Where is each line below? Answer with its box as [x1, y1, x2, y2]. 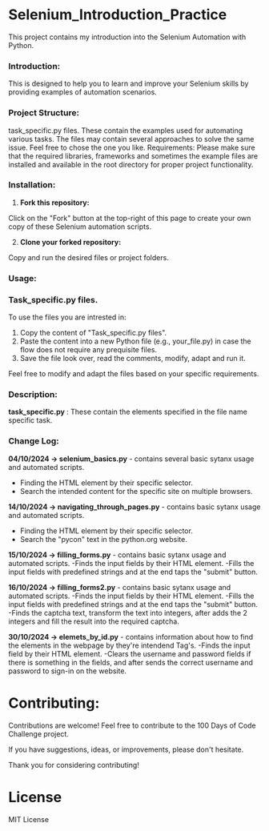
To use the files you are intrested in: [8, 312, 126, 322]
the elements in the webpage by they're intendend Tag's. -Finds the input [8, 640, 251, 650]
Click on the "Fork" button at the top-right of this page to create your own [8, 213, 251, 223]
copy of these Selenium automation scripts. [8, 222, 152, 231]
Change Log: [8, 436, 60, 447]
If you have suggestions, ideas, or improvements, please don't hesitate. [8, 745, 244, 754]
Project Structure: [8, 107, 80, 118]
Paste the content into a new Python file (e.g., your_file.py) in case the [19, 336, 252, 346]
